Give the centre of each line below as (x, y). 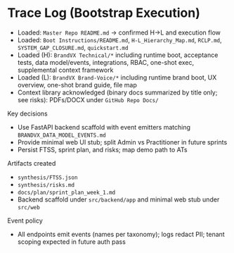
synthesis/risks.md (46, 185)
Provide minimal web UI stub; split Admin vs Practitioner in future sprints (122, 142)
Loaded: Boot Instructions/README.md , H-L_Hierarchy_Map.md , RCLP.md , (120, 39)
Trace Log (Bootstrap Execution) (104, 13)
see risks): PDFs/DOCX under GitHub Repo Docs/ (88, 99)
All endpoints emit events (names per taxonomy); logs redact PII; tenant (121, 234)
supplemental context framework (65, 70)
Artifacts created (32, 163)
